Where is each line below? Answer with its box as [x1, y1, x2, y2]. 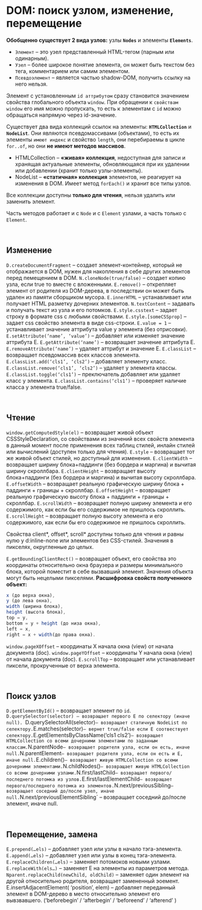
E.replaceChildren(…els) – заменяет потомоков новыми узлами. [6, 858, 172, 865]
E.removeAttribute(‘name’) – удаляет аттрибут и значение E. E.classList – [6, 345, 197, 352]
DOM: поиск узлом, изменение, [6, 4, 174, 18]
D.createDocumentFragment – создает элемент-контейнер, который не [6, 261, 183, 268]
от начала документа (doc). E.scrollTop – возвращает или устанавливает [6, 655, 195, 663]
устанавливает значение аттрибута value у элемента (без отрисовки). [6, 325, 188, 333]
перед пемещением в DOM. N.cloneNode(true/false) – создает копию [6, 274, 186, 281]
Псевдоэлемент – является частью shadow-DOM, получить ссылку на [14, 74, 191, 81]
